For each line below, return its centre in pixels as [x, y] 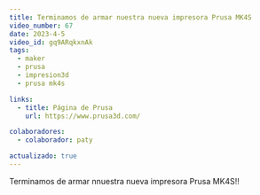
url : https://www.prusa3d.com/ [83, 116]
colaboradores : [37, 132]
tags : [19, 51]
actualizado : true [43, 156]
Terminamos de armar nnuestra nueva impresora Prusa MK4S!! [124, 181]
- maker [32, 58]
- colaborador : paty [55, 140]
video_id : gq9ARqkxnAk [51, 42]
